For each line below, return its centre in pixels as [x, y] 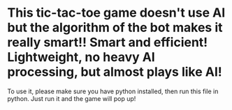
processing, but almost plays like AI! [115, 72]
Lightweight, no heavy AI [81, 57]
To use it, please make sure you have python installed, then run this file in [113, 91]
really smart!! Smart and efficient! [108, 42]
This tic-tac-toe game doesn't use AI [116, 13]
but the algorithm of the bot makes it [115, 28]
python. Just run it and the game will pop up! [72, 98]
